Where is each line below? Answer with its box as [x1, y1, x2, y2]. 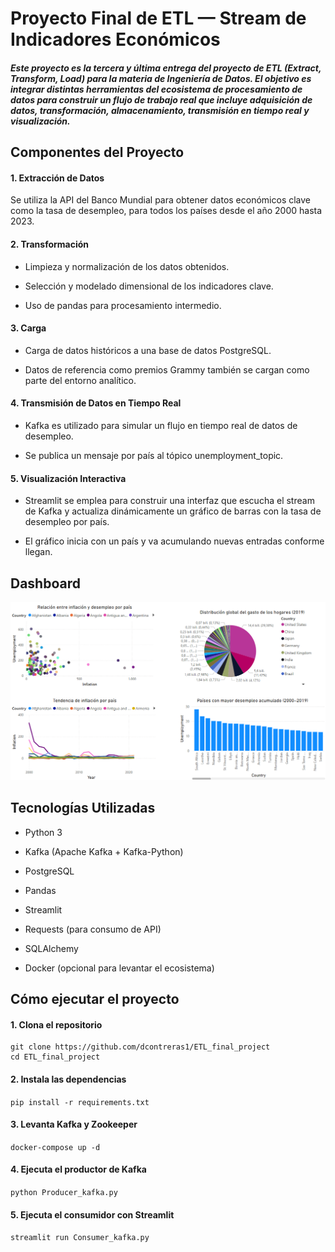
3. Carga [10, 322, 47, 334]
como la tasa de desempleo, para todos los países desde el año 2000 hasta [10, 205, 323, 217]
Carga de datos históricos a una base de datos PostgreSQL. [24, 344, 272, 356]
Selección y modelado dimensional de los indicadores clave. [24, 280, 274, 292]
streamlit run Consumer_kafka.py [10, 1233, 150, 1243]
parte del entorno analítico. [24, 374, 137, 386]
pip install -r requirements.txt [10, 1097, 150, 1107]
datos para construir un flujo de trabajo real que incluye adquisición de [10, 93, 313, 106]
